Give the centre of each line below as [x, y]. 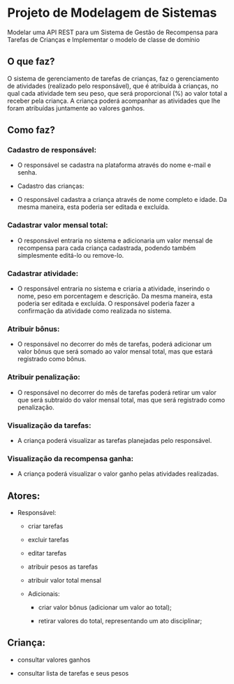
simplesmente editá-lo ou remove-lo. [71, 255]
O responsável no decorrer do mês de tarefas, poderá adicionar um [114, 344]
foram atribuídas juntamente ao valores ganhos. [76, 108]
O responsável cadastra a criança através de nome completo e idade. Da [122, 200]
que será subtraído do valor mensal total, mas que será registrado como [121, 400]
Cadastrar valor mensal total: [58, 225]
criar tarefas [45, 526]
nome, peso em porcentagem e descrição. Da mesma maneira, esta [115, 296]
